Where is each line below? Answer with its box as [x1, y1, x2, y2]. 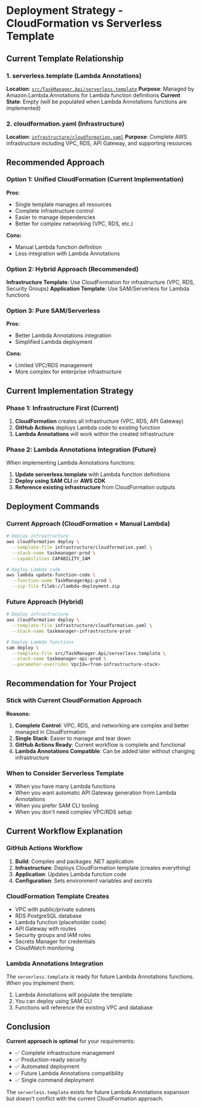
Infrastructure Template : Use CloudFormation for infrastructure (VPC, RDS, [6, 279, 195, 286]
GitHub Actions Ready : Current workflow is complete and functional [14, 741, 186, 748]
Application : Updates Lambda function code [14, 871, 127, 878]
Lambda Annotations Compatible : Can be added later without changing [14, 747, 195, 755]
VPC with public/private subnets [14, 906, 95, 913]
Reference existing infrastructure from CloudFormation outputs [14, 484, 176, 491]
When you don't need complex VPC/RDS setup [14, 808, 132, 816]
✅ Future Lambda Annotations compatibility [14, 1070, 124, 1077]
